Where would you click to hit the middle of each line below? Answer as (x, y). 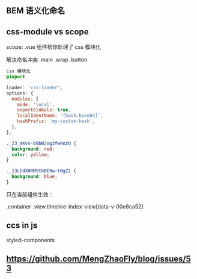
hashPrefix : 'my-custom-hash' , (56, 121)
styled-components (31, 240)
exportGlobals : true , (44, 110)
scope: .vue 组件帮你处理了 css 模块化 (53, 47)
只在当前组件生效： (30, 194)
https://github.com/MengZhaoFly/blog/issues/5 (98, 259)
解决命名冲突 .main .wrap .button (47, 60)
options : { (20, 93)
